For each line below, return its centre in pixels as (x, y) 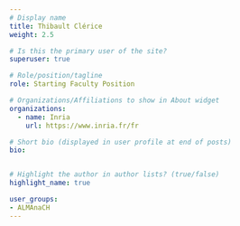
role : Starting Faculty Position (72, 84)
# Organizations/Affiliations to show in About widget (115, 100)
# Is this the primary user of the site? (88, 51)
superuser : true (40, 60)
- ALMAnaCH (30, 207)
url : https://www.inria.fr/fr (83, 126)
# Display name (38, 18)
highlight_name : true (50, 183)
